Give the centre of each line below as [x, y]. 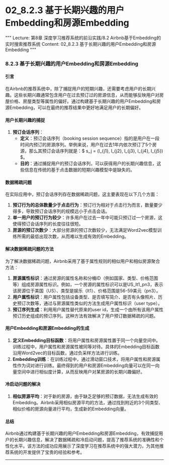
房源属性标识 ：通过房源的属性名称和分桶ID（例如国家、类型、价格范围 [85, 278]
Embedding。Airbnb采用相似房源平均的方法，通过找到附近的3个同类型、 [88, 403]
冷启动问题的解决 [23, 384]
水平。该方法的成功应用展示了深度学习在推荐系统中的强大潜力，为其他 [87, 446]
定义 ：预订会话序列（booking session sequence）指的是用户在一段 [90, 138]
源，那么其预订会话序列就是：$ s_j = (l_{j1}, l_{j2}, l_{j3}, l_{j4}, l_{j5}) [92, 151]
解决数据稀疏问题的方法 [29, 249]
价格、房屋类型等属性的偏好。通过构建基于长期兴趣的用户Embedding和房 [85, 102]
